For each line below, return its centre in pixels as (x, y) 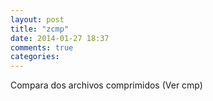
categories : (35, 57)
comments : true (42, 47)
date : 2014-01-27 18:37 (60, 38)
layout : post (37, 19)
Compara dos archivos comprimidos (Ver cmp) (106, 85)
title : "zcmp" (40, 29)
